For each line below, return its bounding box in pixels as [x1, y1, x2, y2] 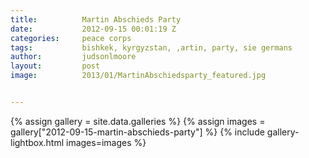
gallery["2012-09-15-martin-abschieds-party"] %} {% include [10, 126, 265, 138]
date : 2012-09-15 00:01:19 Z [10, 24, 177, 34]
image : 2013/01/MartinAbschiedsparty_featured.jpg [10, 71, 267, 81]
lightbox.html [10, 136, 65, 148]
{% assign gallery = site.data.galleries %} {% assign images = [10, 115, 266, 127]
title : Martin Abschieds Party [10, 14, 182, 25]
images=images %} [66, 136, 147, 148]
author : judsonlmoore [10, 52, 137, 62]
